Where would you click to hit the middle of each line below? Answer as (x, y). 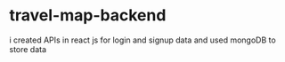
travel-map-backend (88, 15)
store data (28, 49)
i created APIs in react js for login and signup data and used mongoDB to (142, 40)
